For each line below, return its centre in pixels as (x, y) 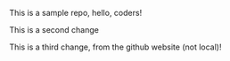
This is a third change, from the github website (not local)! (115, 47)
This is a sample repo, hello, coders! (76, 13)
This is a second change (54, 30)
